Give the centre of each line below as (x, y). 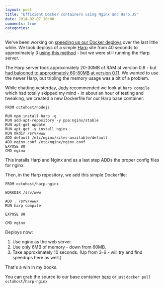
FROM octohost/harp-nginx (32, 184)
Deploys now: (19, 232)
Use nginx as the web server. (42, 242)
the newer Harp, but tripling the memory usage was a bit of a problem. (77, 78)
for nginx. (15, 165)
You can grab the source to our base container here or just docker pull (78, 277)
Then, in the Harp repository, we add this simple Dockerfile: (66, 175)
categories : (17, 28)
